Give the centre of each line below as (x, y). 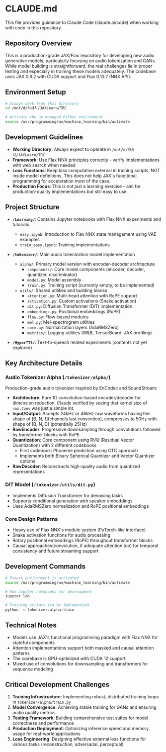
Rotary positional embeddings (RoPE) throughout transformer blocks (83, 540)
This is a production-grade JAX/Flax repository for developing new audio (80, 55)
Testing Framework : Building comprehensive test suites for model (80, 718)
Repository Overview (39, 44)
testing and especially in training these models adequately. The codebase (81, 71)
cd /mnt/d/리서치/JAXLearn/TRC (36, 108)
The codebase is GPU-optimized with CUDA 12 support (69, 658)
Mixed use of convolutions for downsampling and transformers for (80, 663)
